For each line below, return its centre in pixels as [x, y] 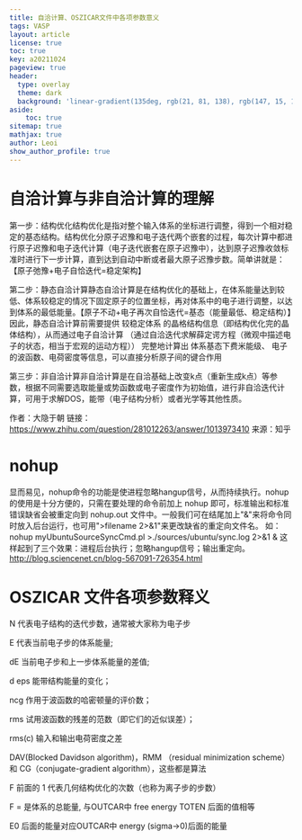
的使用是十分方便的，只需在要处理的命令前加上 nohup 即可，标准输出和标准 [149, 503]
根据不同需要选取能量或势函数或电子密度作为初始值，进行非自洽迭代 [151, 387]
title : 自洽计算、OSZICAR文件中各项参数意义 [84, 18]
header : [24, 76]
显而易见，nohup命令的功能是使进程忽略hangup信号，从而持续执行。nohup [149, 492]
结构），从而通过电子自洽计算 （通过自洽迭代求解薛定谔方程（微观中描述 [150, 335]
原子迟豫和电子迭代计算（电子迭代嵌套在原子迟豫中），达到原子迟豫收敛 [149, 247]
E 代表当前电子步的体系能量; [62, 643]
